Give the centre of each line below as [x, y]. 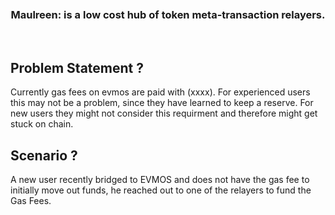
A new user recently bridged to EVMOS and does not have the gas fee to [160, 179]
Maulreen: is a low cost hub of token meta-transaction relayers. [168, 14]
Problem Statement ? [77, 67]
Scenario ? [44, 155]
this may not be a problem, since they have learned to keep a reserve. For [162, 103]
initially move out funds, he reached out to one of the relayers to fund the [161, 190]
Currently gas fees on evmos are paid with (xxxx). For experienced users [160, 92]
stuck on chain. [42, 124]
